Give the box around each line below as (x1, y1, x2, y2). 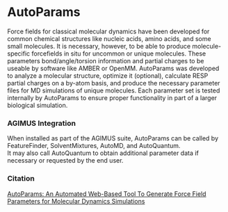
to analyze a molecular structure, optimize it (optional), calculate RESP (7, 71, 209, 80)
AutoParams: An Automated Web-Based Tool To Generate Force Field (7, 189, 206, 198)
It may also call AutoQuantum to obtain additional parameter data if (7, 149, 199, 157)
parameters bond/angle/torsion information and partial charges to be (7, 56, 204, 65)
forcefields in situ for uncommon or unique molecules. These (31, 49, 206, 58)
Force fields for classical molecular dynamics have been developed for (7, 27, 210, 35)
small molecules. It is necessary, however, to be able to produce (7, 42, 191, 50)
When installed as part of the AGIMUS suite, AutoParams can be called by (7, 134, 219, 142)
